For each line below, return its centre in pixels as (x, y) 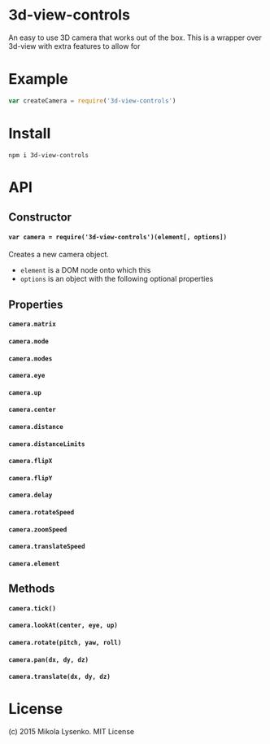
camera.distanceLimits (47, 444)
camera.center (33, 410)
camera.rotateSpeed (41, 512)
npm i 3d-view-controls (49, 155)
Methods (32, 589)
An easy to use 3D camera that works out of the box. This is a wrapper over (135, 37)
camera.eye (27, 376)
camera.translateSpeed (47, 547)
